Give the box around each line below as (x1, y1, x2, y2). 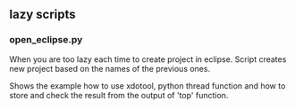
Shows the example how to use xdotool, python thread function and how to (9, 80, 286, 91)
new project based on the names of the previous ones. (9, 63, 211, 74)
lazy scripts (9, 7, 76, 22)
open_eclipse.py (9, 34, 83, 46)
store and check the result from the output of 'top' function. (9, 90, 229, 100)
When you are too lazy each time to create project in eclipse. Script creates (9, 53, 287, 65)
